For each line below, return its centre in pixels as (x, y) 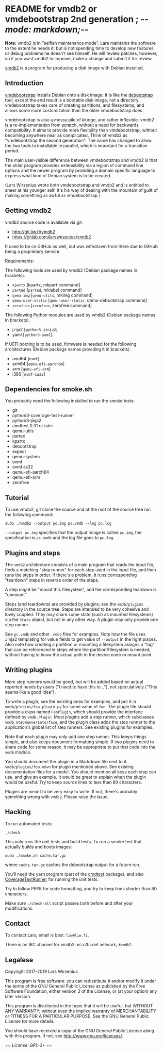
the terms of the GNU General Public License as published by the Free (75, 986)
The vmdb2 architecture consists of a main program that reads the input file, (80, 565)
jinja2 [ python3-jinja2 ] (35, 329)
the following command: (29, 515)
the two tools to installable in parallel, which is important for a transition (76, 145)
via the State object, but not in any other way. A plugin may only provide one (81, 619)
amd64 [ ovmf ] (26, 358)
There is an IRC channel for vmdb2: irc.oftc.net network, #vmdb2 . (69, 945)
